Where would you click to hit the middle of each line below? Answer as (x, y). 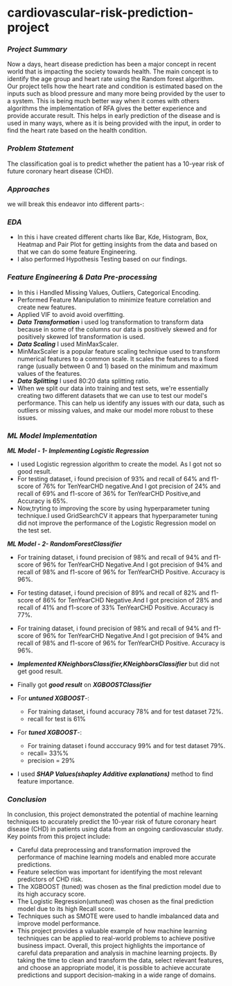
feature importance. (45, 781)
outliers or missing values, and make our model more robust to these (115, 410)
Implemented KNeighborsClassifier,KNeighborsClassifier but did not (118, 664)
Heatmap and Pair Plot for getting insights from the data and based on (117, 245)
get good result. (40, 671)
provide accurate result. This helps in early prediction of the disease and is (114, 116)
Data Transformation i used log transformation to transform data (110, 322)
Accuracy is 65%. (42, 501)
